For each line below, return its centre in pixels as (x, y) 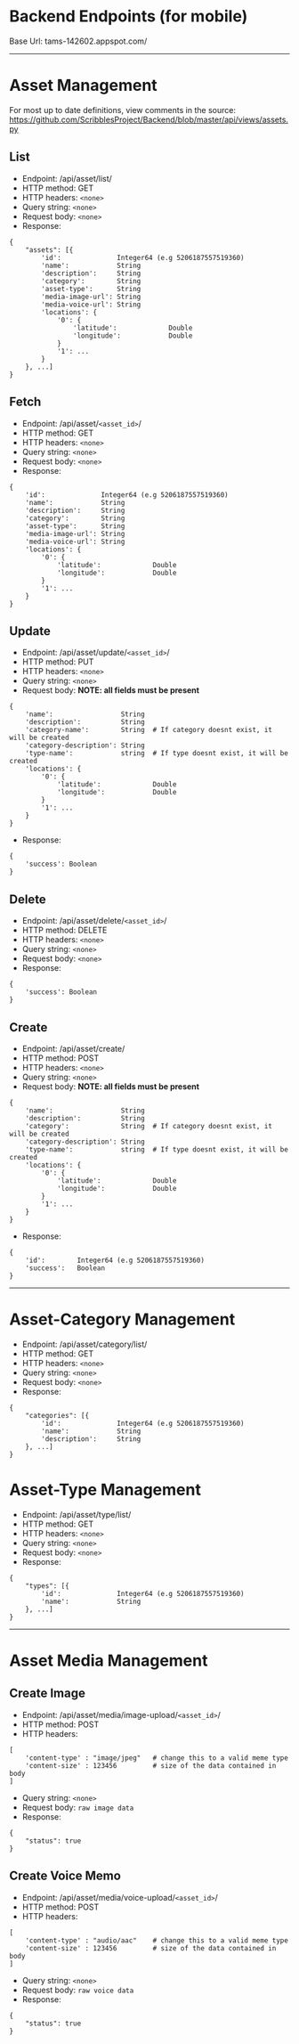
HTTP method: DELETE (65, 930)
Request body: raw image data (78, 1807)
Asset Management (83, 86)
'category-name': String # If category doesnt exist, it (149, 730)
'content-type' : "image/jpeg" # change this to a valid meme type (157, 1758)
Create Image (48, 1694)
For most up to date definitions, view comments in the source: (122, 110)
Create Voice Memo (65, 1876)
